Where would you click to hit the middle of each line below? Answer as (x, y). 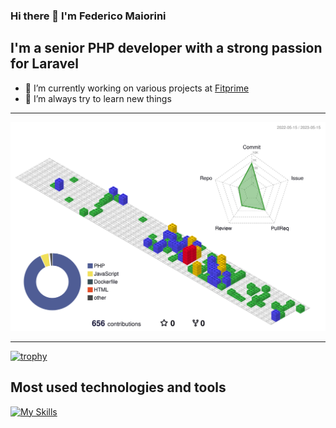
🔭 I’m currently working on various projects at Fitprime (137, 88)
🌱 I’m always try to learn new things (98, 98)
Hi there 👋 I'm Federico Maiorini (88, 16)
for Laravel (44, 64)
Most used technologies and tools (118, 387)
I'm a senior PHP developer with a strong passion (166, 48)
